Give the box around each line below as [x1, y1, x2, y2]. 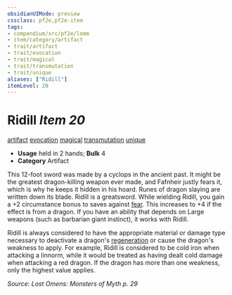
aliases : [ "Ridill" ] [7, 75, 68, 83]
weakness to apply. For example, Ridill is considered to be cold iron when [7, 244, 220, 252]
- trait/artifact [7, 43, 58, 50]
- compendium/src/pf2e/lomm [7, 29, 90, 37]
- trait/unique [7, 69, 52, 76]
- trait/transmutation [7, 63, 74, 70]
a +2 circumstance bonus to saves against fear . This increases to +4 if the [7, 200, 222, 209]
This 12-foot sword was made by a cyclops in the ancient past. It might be [7, 170, 221, 179]
